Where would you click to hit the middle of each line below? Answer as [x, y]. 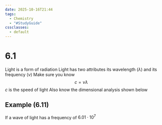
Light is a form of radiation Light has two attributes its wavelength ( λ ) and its [81, 69]
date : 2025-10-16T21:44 [29, 9]
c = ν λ [81, 82]
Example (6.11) [27, 105]
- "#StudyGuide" [26, 23]
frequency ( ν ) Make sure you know [40, 74]
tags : [10, 14]
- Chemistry [22, 18]
